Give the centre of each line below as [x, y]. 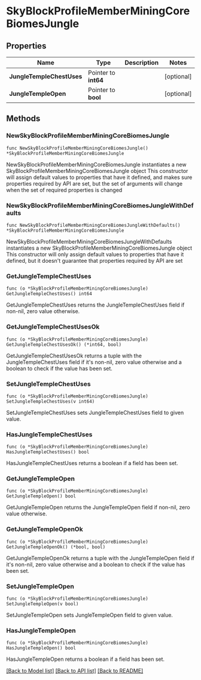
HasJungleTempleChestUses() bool [48, 452]
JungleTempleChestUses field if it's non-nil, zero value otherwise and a [94, 362]
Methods [23, 119]
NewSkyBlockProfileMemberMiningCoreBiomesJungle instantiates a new [96, 164]
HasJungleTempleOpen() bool [41, 648]
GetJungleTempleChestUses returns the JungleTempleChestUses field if [95, 305]
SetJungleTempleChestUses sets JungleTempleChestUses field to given [95, 412]
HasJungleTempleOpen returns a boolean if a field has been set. [86, 659]
